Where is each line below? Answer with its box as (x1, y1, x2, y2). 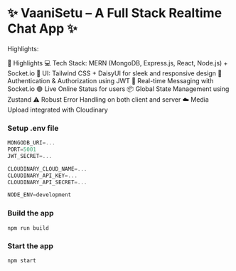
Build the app (7, 208, 55, 218)
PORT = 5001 (7, 146, 37, 154)
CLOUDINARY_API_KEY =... (7, 172, 78, 179)
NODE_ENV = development (7, 191, 72, 198)
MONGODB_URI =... (7, 139, 55, 147)
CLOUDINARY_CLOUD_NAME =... (7, 165, 87, 172)
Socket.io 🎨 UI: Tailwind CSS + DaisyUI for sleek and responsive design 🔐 (7, 69, 222, 78)
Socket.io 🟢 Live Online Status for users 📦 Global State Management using (7, 84, 230, 93)
